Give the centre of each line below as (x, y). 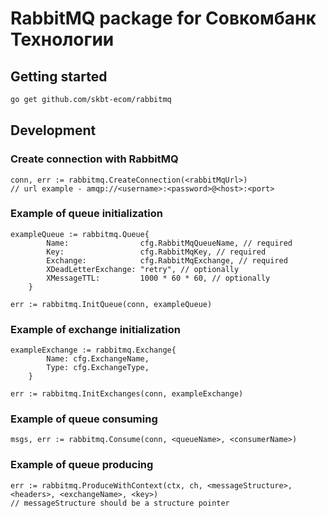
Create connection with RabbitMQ (94, 159)
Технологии (62, 39)
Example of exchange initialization (95, 329)
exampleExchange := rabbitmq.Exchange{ (93, 350)
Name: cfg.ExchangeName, (98, 359)
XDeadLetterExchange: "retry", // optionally (143, 269)
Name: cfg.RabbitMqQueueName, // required (169, 243)
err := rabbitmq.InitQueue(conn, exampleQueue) (111, 304)
